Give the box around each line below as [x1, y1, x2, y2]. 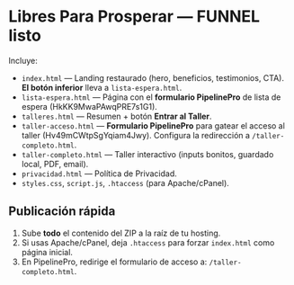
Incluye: [8, 55, 38, 66]
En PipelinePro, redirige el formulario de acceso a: [21, 256, 208, 267]
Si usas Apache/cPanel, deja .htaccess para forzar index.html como [21, 236, 275, 248]
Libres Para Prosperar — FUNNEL [8, 6, 261, 27]
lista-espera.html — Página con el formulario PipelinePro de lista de [21, 92, 281, 102]
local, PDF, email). [21, 158, 89, 169]
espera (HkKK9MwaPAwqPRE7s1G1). [21, 101, 158, 111]
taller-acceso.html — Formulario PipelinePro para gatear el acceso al [21, 120, 285, 131]
